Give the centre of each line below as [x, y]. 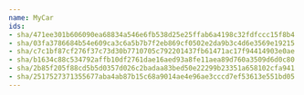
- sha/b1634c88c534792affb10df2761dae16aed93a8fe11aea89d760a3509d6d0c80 [152, 60]
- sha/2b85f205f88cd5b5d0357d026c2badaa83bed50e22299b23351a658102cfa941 [152, 69]
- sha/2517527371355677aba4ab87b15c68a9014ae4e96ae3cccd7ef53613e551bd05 [152, 77]
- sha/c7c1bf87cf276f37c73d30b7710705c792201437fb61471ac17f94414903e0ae [152, 52]
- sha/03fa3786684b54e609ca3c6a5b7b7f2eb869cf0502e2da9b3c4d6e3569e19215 [152, 43]
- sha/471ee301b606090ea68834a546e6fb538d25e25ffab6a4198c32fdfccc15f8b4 [152, 34]
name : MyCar [31, 18]
